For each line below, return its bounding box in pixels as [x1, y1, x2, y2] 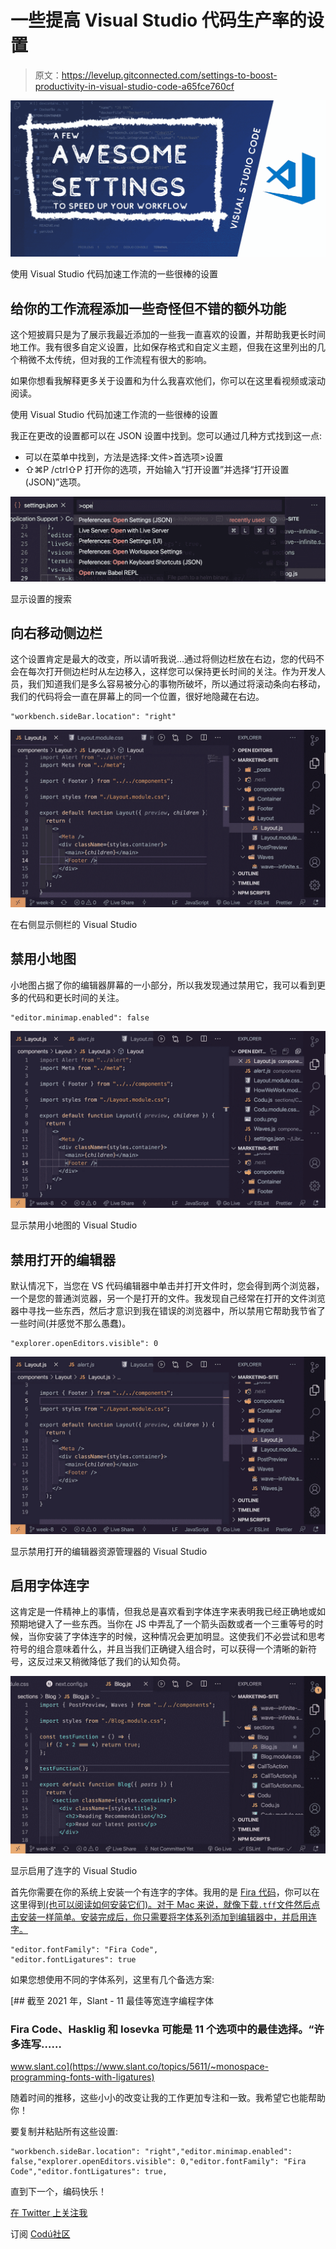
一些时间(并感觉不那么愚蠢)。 [10, 1317, 132, 1330]
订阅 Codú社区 [10, 2228, 71, 2240]
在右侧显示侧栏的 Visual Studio [10, 918, 138, 930]
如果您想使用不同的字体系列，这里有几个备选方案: [10, 1973, 215, 1985]
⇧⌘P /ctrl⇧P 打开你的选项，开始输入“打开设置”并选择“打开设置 [24, 464, 290, 476]
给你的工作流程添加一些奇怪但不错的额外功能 [10, 300, 287, 317]
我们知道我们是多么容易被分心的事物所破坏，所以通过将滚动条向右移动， [27, 678, 326, 690]
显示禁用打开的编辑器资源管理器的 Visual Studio [10, 1545, 208, 1557]
